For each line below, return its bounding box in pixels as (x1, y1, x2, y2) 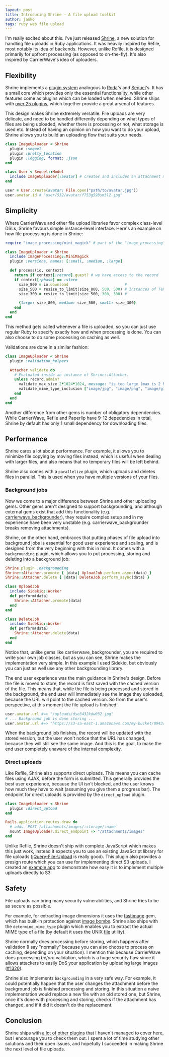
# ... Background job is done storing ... (5, 716, 96, 721)
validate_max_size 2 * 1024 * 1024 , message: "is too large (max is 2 (18, 381, 161, 387)
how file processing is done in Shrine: (5, 230, 83, 237)
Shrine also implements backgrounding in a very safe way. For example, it (5, 975, 156, 981)
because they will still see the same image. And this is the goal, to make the (5, 741, 162, 747)
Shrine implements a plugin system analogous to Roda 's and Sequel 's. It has (5, 85, 163, 91)
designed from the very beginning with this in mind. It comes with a (5, 545, 145, 551)
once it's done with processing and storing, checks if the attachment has (5, 996, 156, 1003)
